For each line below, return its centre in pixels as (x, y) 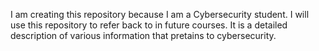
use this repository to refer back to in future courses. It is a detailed (149, 25)
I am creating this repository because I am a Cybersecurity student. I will (160, 14)
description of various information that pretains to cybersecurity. (143, 35)
